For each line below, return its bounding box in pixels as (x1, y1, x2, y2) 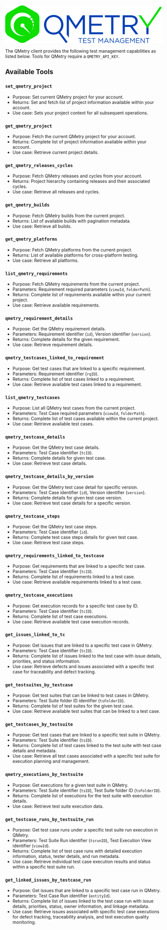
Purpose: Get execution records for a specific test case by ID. (12, 602, 139, 609)
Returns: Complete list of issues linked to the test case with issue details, (12, 653, 162, 659)
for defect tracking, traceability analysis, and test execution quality (12, 914, 149, 920)
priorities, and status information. (12, 658, 81, 664)
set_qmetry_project (5, 84, 52, 89)
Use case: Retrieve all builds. (12, 223, 72, 229)
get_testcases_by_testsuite (5, 722, 73, 727)
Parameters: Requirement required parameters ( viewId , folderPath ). (12, 286, 152, 292)
